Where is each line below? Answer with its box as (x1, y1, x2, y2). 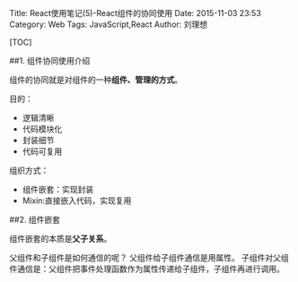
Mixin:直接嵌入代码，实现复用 (22, 195, 132, 206)
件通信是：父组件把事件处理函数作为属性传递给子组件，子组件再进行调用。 (9, 263, 285, 274)
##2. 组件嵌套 (9, 214, 61, 225)
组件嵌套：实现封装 (22, 184, 94, 194)
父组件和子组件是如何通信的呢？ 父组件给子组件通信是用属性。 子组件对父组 (9, 252, 289, 262)
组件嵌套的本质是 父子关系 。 (9, 234, 112, 244)
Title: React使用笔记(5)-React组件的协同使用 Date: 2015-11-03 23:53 (9, 8, 262, 18)
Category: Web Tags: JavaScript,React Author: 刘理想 (9, 19, 208, 30)
